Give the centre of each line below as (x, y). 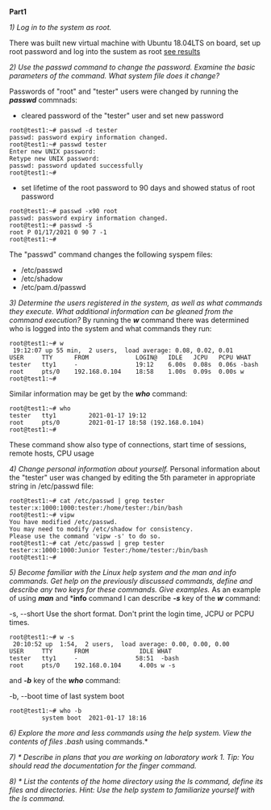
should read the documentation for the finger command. (103, 766)
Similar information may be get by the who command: (98, 394)
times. (19, 622)
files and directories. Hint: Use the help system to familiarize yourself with (132, 790)
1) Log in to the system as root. (60, 27)
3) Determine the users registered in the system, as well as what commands (136, 303)
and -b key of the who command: (65, 680)
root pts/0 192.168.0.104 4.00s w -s (92, 665)
